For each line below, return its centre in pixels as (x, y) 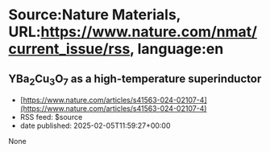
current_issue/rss (69, 49)
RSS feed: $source (51, 117)
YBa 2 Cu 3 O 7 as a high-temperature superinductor (135, 80)
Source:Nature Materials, (95, 15)
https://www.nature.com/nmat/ (149, 32)
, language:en (177, 49)
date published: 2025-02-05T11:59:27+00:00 (95, 125)
